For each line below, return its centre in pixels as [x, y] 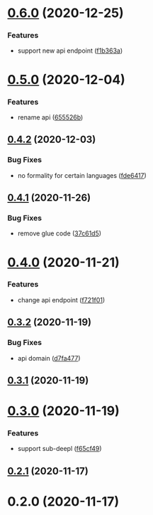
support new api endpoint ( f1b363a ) [70, 51]
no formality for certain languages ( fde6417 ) [82, 175]
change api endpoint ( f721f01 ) [61, 299]
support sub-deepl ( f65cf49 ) [59, 449]
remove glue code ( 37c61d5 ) [59, 233]
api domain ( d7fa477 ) [49, 358]
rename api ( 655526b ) [50, 117]
